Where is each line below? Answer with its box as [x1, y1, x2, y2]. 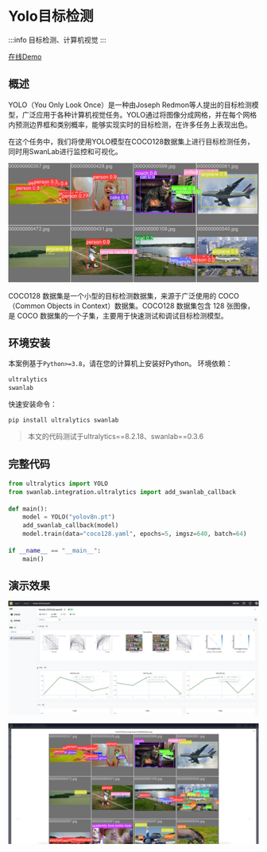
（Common [8, 301, 45, 310]
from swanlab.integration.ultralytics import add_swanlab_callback [8, 488, 237, 496]
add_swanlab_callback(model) [22, 522, 119, 530]
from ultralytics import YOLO [8, 480, 109, 488]
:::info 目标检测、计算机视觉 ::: [8, 35, 106, 44]
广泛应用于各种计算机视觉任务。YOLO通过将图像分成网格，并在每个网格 [21, 110, 257, 119]
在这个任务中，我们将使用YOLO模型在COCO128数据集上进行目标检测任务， [8, 137, 254, 146]
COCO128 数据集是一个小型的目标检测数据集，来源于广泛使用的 [8, 291, 217, 300]
